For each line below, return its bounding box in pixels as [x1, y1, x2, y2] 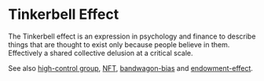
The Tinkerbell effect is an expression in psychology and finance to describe [8, 31, 256, 41]
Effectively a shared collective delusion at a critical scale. [8, 48, 194, 57]
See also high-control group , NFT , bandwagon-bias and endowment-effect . [8, 63, 254, 72]
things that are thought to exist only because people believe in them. [8, 39, 230, 49]
